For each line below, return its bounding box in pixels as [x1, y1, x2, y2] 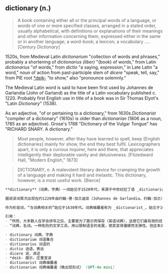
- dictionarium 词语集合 [5, 237, 54, 242]
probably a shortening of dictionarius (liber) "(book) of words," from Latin [5, 58, 156, 64]
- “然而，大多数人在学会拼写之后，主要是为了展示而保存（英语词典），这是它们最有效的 [5, 218, 159, 224]
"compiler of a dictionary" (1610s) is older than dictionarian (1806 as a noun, [5, 115, 162, 121]
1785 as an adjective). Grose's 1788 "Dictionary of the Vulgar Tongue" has [5, 120, 157, 126]
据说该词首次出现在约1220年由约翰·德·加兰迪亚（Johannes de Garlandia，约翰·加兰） [5, 196, 165, 201]
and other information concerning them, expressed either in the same [17, 33, 161, 39]
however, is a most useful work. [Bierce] [17, 177, 100, 183]
